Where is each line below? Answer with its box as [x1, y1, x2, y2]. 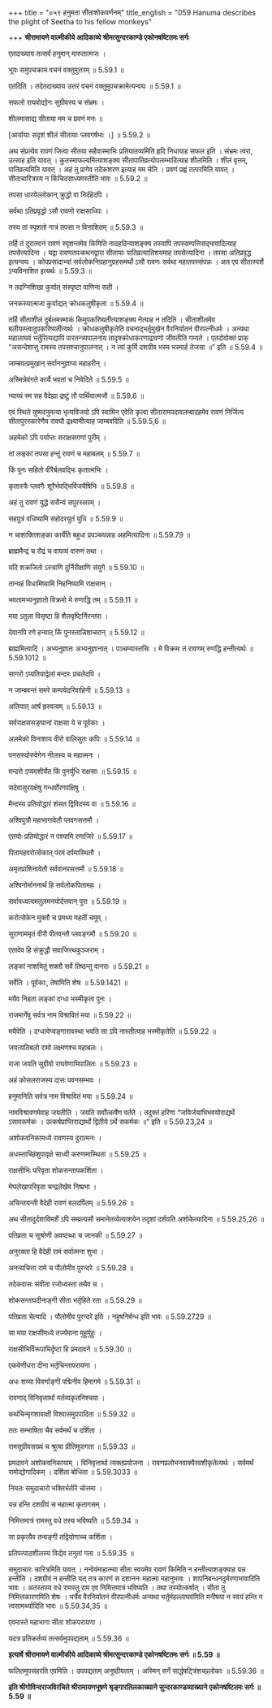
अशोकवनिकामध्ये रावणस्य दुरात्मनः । [8, 1133, 102, 1143]
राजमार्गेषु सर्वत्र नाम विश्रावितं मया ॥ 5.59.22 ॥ [8, 1010, 132, 1019]
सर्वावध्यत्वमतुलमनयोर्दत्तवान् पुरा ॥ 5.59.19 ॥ [8, 897, 127, 906]
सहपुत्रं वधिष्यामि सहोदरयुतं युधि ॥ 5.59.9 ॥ [8, 514, 123, 523]
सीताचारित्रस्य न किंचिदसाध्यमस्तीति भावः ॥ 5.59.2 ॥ [8, 174, 148, 183]
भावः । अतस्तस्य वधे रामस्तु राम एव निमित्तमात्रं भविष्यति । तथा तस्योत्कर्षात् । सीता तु [8, 1583, 226, 1592]
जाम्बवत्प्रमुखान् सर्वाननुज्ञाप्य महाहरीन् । [8, 358, 107, 368]
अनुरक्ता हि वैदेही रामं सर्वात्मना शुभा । [8, 1247, 104, 1256]
